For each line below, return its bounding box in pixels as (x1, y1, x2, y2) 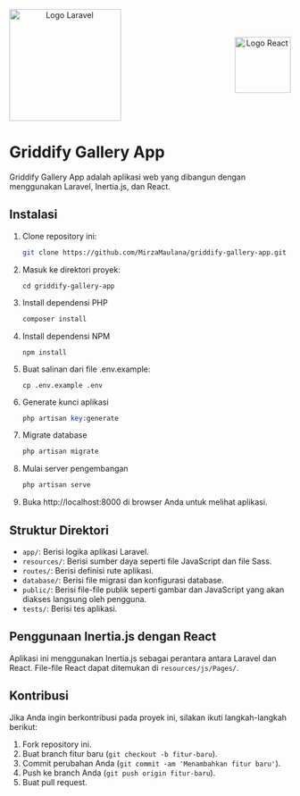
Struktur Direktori (9, 523, 109, 538)
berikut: (9, 721, 38, 732)
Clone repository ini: (21, 230, 97, 241)
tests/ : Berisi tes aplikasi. (21, 603, 118, 614)
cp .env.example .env (21, 381, 103, 390)
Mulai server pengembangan (21, 464, 129, 474)
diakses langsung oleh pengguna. (21, 593, 147, 604)
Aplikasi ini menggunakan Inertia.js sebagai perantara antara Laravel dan (9, 652, 277, 664)
